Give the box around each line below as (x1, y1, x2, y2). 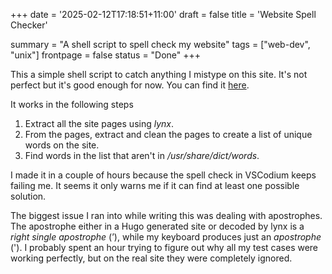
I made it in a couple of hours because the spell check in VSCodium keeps (10, 169, 317, 181)
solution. (10, 190, 47, 202)
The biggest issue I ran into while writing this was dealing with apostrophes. (10, 210, 323, 221)
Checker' (10, 19, 48, 31)
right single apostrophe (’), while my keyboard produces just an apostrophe (10, 231, 322, 243)
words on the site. (24, 139, 100, 151)
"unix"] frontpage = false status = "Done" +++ (10, 49, 202, 61)
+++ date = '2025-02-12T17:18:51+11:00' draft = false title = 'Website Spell (10, 9, 317, 20)
